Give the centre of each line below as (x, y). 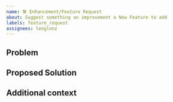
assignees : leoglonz (32, 28)
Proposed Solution (41, 73)
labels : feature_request (37, 23)
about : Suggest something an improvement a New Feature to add (87, 17)
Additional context (41, 93)
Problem (22, 52)
